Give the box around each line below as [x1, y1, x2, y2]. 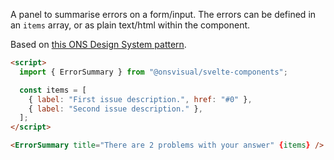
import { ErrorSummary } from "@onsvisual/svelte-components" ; [19, 67, 288, 77]
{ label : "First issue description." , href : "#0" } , [28, 94, 253, 104]
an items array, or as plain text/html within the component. [10, 19, 251, 31]
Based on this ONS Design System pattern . [10, 39, 187, 50]
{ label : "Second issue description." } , [28, 104, 203, 114]
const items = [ [19, 85, 87, 95]
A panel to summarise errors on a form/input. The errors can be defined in [10, 9, 317, 20]
